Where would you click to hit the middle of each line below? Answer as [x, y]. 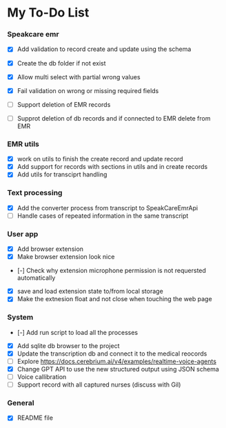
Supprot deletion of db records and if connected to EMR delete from [114, 118]
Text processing [35, 193]
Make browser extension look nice [66, 257]
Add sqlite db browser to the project [68, 345]
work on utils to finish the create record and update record [100, 159]
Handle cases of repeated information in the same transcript [103, 216]
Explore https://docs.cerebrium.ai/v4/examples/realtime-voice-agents [117, 361]
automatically [36, 278]
